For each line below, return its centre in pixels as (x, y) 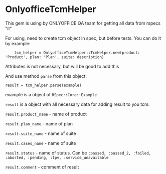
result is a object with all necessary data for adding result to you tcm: (77, 104)
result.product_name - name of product (46, 114)
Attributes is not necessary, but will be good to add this (62, 66)
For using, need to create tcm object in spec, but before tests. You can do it (83, 38)
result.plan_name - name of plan (39, 123)
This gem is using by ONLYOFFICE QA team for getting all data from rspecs (83, 23)
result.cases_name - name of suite (41, 143)
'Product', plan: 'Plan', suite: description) (55, 57)
